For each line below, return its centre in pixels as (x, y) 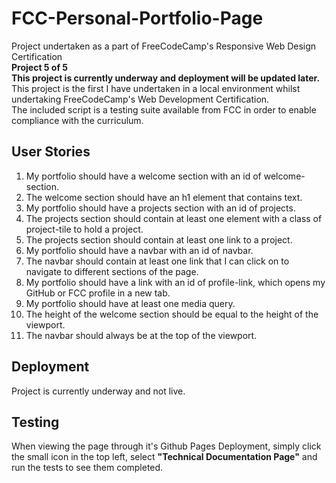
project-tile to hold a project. (84, 229)
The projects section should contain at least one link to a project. (159, 239)
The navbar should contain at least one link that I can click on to (157, 261)
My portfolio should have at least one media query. (130, 303)
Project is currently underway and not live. (98, 391)
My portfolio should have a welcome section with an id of (143, 176)
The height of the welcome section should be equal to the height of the (172, 314)
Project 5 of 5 (40, 67)
